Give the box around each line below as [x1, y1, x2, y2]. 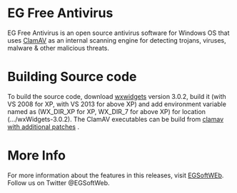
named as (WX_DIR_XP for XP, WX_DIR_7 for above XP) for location [7, 107, 206, 115]
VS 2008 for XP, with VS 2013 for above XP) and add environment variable [7, 100, 227, 108]
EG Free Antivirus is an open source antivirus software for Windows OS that [7, 28, 230, 37]
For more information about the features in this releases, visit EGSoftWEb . [7, 171, 224, 179]
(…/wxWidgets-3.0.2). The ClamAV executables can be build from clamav [7, 115, 224, 123]
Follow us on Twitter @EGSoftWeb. [7, 178, 110, 187]
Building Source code [7, 69, 137, 85]
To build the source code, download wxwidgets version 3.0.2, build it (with [7, 92, 226, 100]
